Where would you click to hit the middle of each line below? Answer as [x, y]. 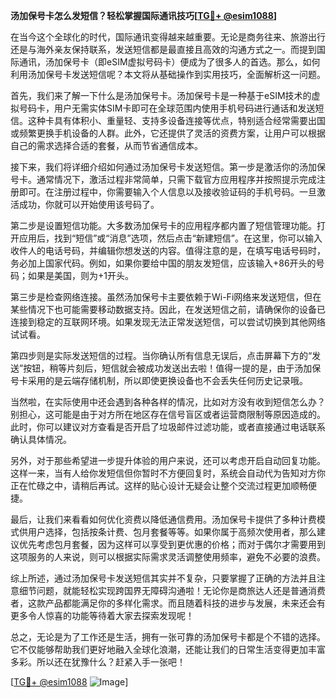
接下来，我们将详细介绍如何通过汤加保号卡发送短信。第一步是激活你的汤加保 [168, 167]
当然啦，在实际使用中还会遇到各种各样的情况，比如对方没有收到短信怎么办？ [168, 402]
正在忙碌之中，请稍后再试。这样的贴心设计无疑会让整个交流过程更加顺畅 [159, 485]
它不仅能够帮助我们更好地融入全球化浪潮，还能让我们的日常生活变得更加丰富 [168, 649]
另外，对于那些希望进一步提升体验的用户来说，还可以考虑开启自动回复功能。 [168, 460]
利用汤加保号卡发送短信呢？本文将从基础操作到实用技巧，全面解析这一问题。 [168, 74]
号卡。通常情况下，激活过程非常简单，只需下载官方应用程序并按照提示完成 [163, 179]
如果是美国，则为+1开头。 [80, 275]
